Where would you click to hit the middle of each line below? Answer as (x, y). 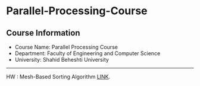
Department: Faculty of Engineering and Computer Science (87, 53)
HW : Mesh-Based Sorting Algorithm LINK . (58, 77)
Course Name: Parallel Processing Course (66, 47)
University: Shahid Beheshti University (62, 60)
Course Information (43, 33)
